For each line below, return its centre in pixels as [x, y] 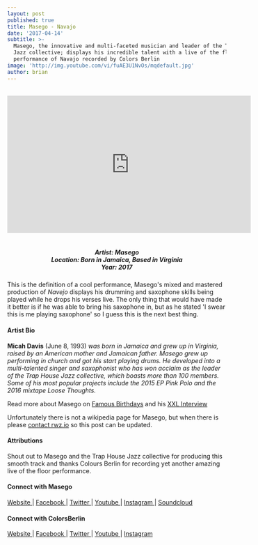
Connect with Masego [40, 487]
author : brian [28, 72]
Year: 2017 [117, 267]
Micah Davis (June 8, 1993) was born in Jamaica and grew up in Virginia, [113, 346]
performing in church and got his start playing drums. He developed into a [114, 360]
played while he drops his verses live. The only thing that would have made [115, 300]
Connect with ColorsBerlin [46, 518]
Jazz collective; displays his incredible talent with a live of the [116, 53]
